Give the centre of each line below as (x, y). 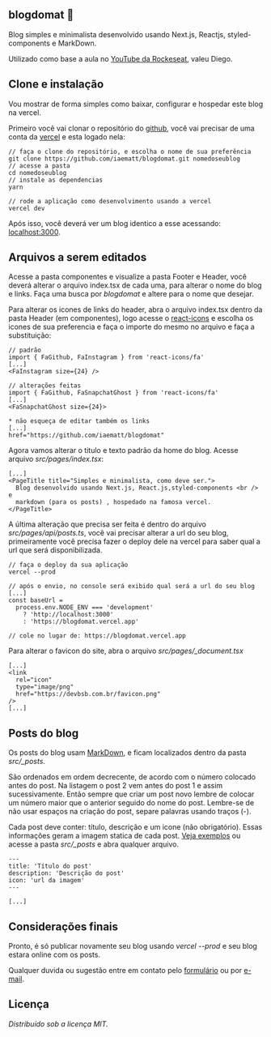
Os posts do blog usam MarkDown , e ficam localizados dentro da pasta (127, 753)
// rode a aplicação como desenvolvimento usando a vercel (110, 201)
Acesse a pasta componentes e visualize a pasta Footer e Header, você (127, 277)
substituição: (30, 335)
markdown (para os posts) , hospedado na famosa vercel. (114, 502)
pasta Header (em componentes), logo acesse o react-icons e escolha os (131, 318)
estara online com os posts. (55, 955)
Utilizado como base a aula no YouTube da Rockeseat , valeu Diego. (121, 58)
